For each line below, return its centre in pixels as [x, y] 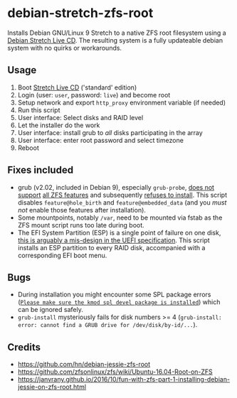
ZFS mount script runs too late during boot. [81, 225]
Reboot [28, 148]
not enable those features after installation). [81, 210]
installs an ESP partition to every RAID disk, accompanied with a [111, 247]
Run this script [39, 110]
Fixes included [40, 170]
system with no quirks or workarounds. [65, 48]
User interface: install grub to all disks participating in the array [110, 132]
